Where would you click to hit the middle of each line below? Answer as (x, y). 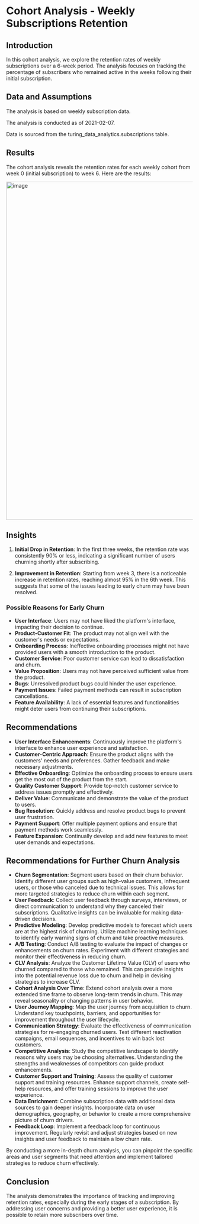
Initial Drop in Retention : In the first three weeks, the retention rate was (102, 549)
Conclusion (28, 1182)
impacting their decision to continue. (60, 627)
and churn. (28, 665)
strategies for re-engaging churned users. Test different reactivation (98, 1032)
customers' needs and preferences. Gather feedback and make (92, 760)
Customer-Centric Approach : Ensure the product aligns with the (94, 754)
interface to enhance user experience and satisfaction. (81, 748)
